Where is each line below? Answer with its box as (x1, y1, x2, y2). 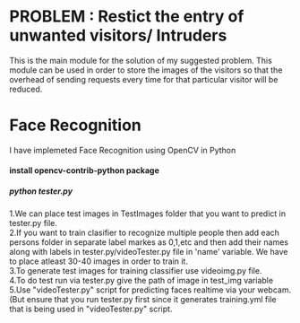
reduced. (9, 83, 43, 94)
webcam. (256, 284, 292, 295)
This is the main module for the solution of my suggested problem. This (9, 55, 273, 65)
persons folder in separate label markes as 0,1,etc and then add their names (9, 237, 289, 248)
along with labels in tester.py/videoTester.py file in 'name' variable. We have (9, 247, 288, 258)
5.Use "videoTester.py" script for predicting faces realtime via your (9, 284, 256, 295)
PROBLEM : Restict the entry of (9, 6, 244, 27)
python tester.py (9, 186, 73, 196)
